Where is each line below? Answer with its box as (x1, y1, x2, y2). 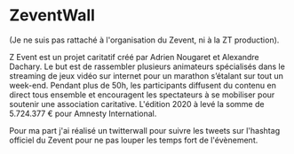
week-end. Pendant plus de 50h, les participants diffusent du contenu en (9, 80, 277, 90)
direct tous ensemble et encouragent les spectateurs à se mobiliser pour (9, 89, 275, 100)
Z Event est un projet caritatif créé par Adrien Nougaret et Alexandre (9, 51, 259, 62)
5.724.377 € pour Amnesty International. (9, 108, 157, 119)
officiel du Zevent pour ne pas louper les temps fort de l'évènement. (9, 135, 258, 145)
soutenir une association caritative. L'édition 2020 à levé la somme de (9, 98, 265, 109)
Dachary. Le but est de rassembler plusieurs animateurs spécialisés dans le (9, 61, 286, 72)
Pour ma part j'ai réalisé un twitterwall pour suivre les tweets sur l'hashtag (9, 125, 281, 135)
